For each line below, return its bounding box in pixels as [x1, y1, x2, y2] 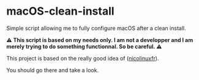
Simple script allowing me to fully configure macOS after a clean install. [6, 24, 186, 32]
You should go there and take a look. [6, 66, 99, 74]
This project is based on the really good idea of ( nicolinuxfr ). [6, 54, 159, 62]
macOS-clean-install [6, 4, 115, 18]
